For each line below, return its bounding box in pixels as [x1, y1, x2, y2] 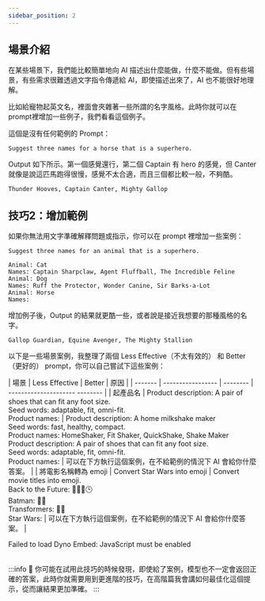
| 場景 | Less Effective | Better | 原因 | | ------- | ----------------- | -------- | [8, 378, 254, 388]
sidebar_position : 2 [8, 11, 77, 20]
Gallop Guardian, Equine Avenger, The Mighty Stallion [8, 336, 193, 345]
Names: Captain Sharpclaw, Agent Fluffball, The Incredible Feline [8, 268, 236, 276]
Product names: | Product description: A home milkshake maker [8, 414, 216, 423]
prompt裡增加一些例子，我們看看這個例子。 [8, 112, 150, 121]
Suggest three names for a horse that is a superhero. [8, 144, 193, 153]
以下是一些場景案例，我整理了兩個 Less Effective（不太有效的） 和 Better [8, 351, 247, 361]
